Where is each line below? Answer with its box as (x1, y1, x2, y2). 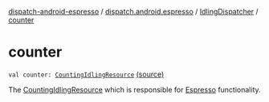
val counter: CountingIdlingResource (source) (8, 69, 165, 79)
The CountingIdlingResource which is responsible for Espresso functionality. (8, 84, 261, 94)
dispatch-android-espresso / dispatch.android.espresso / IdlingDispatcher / (8, 7, 259, 16)
